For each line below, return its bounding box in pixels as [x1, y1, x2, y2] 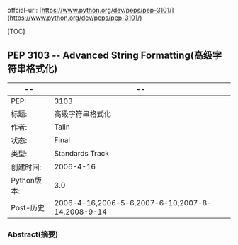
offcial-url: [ [7, 6, 42, 14]
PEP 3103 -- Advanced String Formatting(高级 [7, 50, 213, 62]
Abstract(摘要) [7, 229, 59, 239]
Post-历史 [11, 203, 45, 212]
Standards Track [54, 148, 110, 158]
